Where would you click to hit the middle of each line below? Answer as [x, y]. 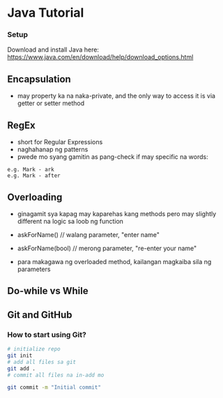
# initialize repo [34, 349]
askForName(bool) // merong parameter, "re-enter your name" [107, 248]
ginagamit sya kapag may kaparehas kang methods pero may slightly [117, 213]
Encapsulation [39, 79]
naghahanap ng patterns [53, 150]
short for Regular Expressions [60, 142]
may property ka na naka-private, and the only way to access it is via [116, 96]
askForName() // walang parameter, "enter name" [89, 234]
